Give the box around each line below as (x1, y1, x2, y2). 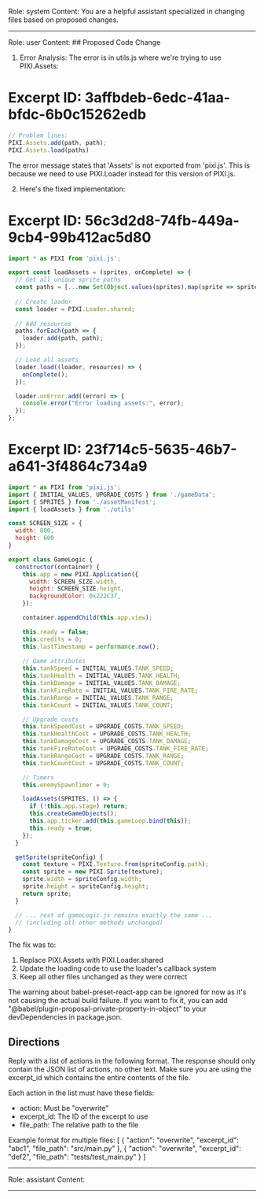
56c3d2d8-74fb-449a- (85, 212, 240, 229)
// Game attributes (22, 657, 86, 665)
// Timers (22, 773, 55, 782)
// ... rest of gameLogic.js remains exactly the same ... (15, 911, 213, 920)
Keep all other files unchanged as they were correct (19, 972, 188, 982)
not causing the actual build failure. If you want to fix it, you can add (8, 996, 228, 1005)
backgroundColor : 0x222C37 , (28, 592, 122, 601)
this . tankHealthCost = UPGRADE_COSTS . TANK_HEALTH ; (22, 730, 192, 738)
